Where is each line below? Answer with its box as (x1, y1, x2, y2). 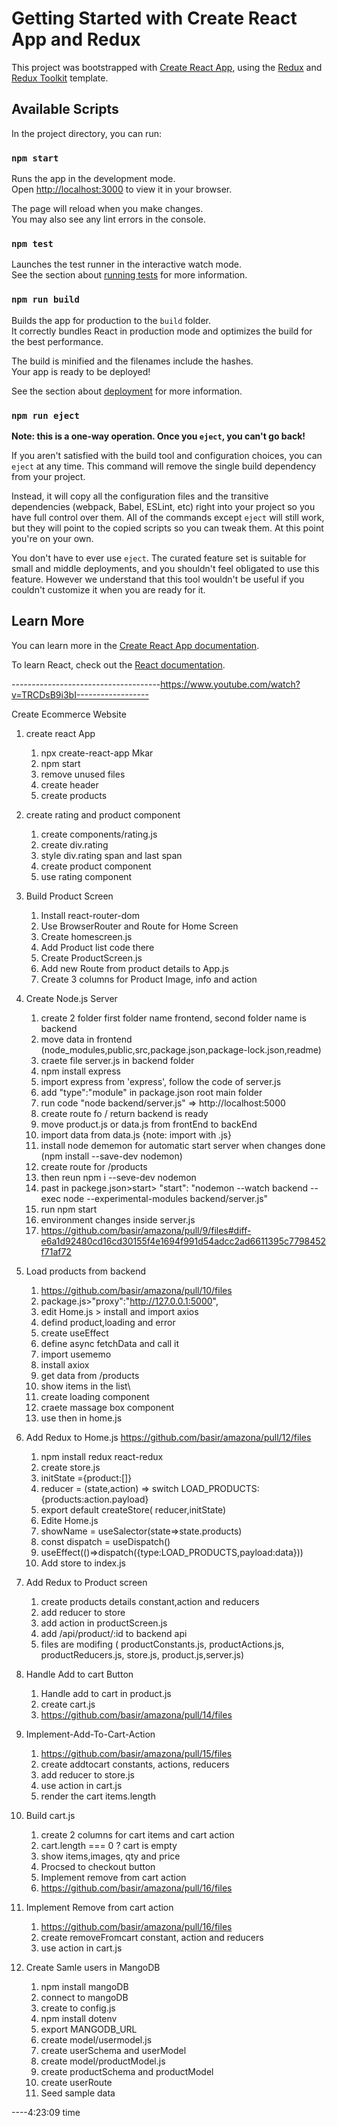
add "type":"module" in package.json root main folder (40, 1086, 263, 1098)
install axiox (40, 1358, 90, 1371)
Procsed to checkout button (40, 1860, 156, 1872)
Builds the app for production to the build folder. (11, 314, 212, 326)
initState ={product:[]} (40, 1472, 133, 1484)
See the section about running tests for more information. (11, 269, 248, 281)
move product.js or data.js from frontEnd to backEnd (40, 1118, 258, 1130)
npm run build (11, 294, 80, 306)
